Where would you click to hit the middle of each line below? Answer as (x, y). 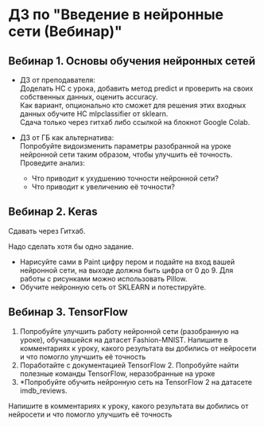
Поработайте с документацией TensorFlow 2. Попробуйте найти (129, 365)
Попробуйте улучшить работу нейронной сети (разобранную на (129, 331)
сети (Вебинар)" (65, 31)
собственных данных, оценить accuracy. (89, 97)
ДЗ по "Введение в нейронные (116, 15)
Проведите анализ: (52, 163)
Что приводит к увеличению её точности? (103, 187)
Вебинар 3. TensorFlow (68, 312)
